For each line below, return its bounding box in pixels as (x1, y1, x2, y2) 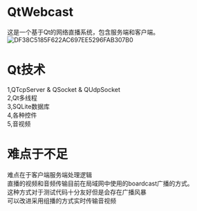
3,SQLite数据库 (7, 102, 50, 111)
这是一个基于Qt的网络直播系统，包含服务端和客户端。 (7, 28, 160, 36)
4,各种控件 (7, 111, 37, 119)
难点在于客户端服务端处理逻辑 (7, 170, 92, 178)
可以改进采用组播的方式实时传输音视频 (7, 196, 116, 205)
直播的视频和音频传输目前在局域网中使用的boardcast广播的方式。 (7, 179, 194, 187)
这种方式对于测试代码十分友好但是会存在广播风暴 (7, 187, 147, 196)
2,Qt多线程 (7, 93, 38, 102)
